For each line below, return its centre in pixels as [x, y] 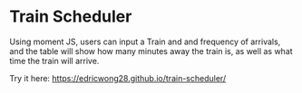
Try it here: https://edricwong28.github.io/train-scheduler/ [118, 78]
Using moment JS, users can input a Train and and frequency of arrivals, [145, 42]
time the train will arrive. [54, 60]
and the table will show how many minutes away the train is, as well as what [151, 51]
